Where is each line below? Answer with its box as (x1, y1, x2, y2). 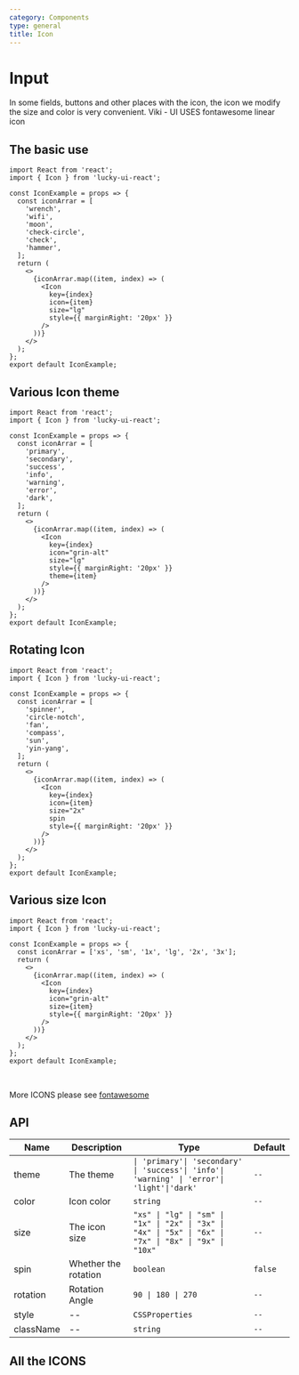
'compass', (25, 728, 66, 737)
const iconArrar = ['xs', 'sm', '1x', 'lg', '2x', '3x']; (17, 947, 238, 957)
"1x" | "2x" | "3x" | (133, 1218, 225, 1229)
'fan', (25, 720, 50, 730)
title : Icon (9, 29, 53, 38)
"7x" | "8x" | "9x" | (133, 1236, 225, 1247)
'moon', (25, 220, 53, 230)
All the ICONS (9, 1354, 86, 1369)
